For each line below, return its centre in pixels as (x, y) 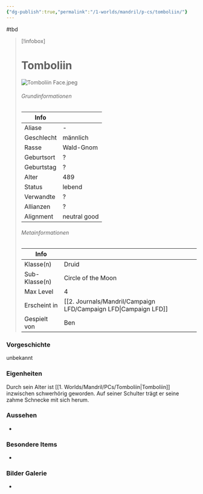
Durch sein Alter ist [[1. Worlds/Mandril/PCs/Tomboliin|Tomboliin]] (88, 387)
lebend (72, 187)
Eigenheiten (24, 374)
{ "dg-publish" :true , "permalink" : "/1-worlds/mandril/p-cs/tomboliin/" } (97, 12)
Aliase (33, 127)
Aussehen (22, 415)
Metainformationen (45, 233)
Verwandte (40, 197)
